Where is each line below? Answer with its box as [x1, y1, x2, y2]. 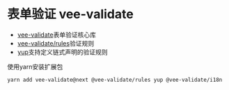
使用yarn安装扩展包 [7, 62, 63, 71]
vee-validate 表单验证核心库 [17, 30, 96, 39]
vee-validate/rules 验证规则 [17, 39, 95, 47]
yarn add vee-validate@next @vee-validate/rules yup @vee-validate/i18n [7, 76, 223, 83]
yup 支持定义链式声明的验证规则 [17, 48, 108, 56]
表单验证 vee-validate [7, 6, 134, 22]
